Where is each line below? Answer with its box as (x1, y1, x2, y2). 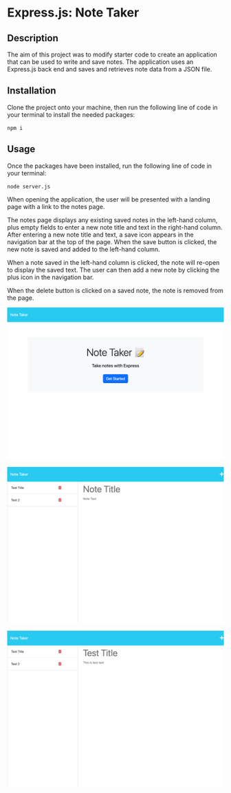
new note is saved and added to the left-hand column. (7, 245, 160, 253)
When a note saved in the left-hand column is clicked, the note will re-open (7, 258, 220, 266)
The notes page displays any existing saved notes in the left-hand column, (7, 215, 218, 224)
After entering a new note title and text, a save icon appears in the (7, 230, 194, 239)
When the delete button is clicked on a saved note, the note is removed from (7, 286, 223, 294)
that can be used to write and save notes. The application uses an (7, 58, 194, 66)
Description (7, 32, 58, 44)
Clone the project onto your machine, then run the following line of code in (7, 103, 218, 111)
